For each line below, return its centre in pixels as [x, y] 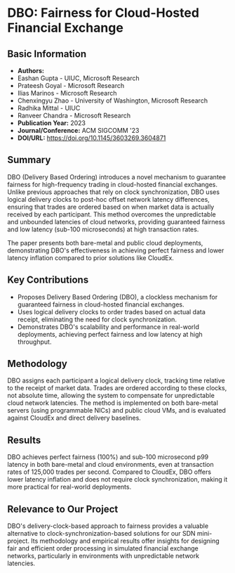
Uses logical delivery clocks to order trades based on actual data [111, 311]
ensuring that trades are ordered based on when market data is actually [111, 207]
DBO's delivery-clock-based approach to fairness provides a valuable [108, 526]
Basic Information [47, 54]
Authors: [31, 71]
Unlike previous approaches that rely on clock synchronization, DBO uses [113, 192]
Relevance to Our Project [63, 509]
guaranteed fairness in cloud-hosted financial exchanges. [101, 304]
